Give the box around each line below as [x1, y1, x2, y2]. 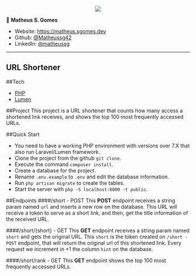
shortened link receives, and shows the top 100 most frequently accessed [6, 113, 184, 120]
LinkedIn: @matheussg [14, 40, 70, 47]
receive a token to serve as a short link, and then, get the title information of [6, 209, 188, 216]
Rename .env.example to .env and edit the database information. [14, 173, 169, 180]
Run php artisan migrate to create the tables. [14, 179, 125, 187]
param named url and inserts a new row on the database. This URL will [6, 203, 178, 210]
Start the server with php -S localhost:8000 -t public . [14, 185, 148, 192]
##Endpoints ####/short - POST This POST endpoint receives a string [6, 196, 176, 204]
